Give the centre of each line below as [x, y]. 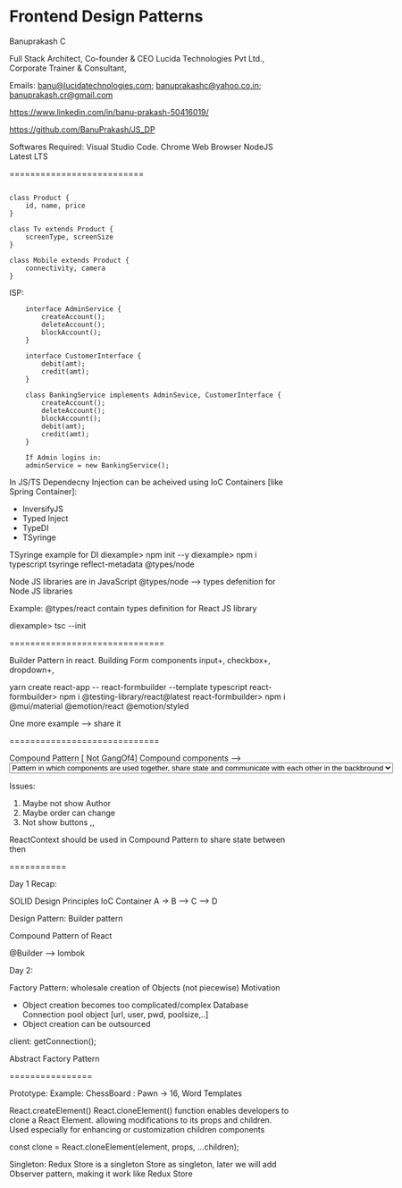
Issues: [22, 786]
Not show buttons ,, [59, 822]
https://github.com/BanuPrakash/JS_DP [82, 129]
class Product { [39, 198]
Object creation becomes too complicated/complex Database [135, 1005]
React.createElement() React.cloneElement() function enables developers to [149, 1110]
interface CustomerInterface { [84, 356]
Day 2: [21, 970]
